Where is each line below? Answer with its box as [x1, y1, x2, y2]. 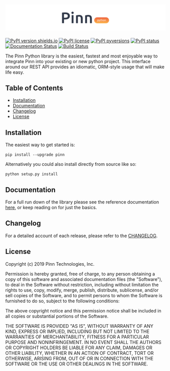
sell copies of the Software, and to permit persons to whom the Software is [5, 292, 163, 298]
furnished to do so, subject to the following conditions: [5, 298, 120, 304]
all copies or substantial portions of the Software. [5, 313, 108, 319]
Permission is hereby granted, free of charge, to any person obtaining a [5, 271, 155, 277]
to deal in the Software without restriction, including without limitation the [5, 281, 159, 288]
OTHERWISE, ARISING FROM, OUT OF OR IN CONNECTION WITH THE [5, 355, 154, 361]
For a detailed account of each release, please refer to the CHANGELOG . [5, 233, 158, 239]
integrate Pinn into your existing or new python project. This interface [5, 58, 151, 64]
